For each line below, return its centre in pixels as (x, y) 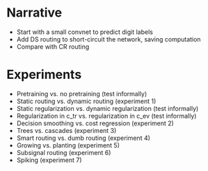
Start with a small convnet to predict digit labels (85, 32)
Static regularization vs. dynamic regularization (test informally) (107, 108)
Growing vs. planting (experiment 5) (68, 145)
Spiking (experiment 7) (49, 160)
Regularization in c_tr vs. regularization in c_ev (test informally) (106, 116)
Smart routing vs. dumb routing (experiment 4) (83, 138)
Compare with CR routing (53, 46)
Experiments (44, 75)
